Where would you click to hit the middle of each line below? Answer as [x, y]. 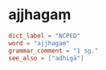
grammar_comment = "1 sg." [53, 51]
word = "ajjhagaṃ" [39, 43]
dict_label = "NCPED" [45, 36]
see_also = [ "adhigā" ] [46, 58]
